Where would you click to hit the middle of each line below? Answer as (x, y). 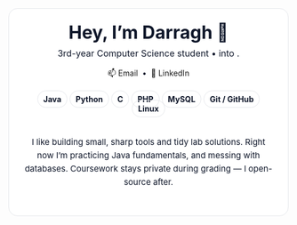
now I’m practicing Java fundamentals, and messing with (148, 156)
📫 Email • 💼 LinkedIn (148, 73)
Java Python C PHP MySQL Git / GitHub (148, 100)
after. (164, 182)
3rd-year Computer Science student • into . (148, 53)
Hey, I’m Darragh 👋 (148, 32)
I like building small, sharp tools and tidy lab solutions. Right (148, 142)
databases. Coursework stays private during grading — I (135, 169)
